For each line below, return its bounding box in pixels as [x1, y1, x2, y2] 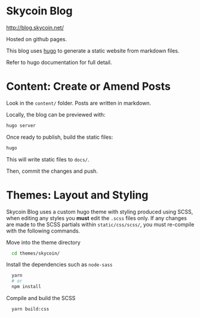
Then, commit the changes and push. [6, 167, 99, 175]
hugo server [6, 123, 36, 129]
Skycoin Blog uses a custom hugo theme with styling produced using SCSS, [6, 208, 193, 215]
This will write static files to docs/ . [6, 155, 90, 163]
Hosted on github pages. [6, 35, 67, 42]
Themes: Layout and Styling [6, 188, 149, 201]
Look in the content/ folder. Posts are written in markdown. [6, 99, 151, 106]
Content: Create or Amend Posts [6, 79, 171, 93]
